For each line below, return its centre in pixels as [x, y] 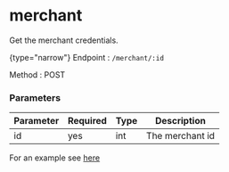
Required [87, 121]
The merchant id [180, 136]
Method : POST [37, 74]
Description [180, 121]
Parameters [35, 97]
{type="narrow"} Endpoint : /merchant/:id [87, 57]
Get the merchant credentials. [64, 40]
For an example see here [55, 158]
